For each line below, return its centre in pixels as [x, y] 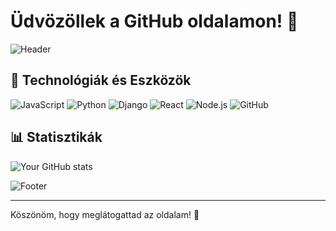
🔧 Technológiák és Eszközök [101, 80]
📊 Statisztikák [56, 137]
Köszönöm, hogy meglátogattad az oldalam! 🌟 [105, 214]
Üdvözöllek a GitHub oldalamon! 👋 [154, 21]
